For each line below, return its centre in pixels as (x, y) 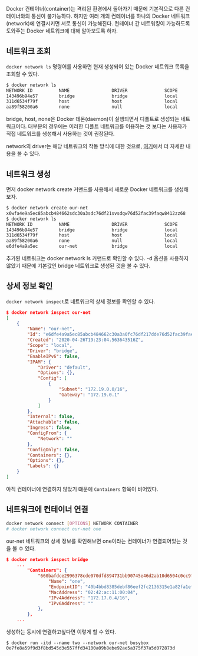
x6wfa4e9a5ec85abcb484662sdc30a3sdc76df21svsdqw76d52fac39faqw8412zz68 (96, 213)
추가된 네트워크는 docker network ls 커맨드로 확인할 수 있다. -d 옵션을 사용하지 (97, 258)
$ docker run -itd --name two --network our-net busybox (77, 643)
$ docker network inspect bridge (47, 559)
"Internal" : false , (51, 417)
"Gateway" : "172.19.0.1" (89, 395)
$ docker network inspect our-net (49, 312)
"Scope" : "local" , (50, 346)
